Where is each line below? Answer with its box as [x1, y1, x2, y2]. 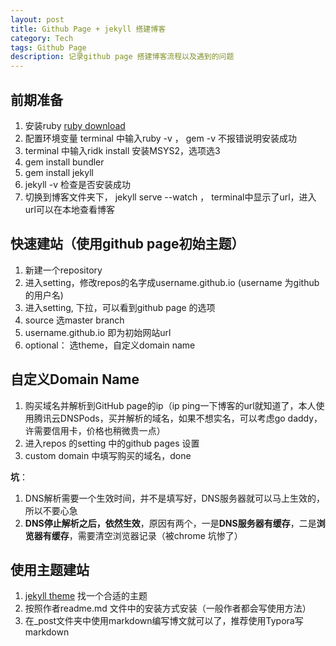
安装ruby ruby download [24, 119, 126, 131]
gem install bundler [24, 156, 105, 168]
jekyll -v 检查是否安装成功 [24, 178, 131, 190]
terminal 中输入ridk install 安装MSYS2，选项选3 [24, 144, 221, 156]
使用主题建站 [10, 561, 90, 578]
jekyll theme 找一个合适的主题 [24, 590, 148, 602]
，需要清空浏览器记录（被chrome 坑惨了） [68, 529, 243, 541]
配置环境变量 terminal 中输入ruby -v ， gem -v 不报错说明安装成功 [24, 132, 297, 144]
